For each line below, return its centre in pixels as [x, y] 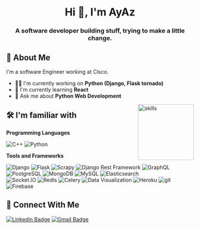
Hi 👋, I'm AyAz [100, 12]
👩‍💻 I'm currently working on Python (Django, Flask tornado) [89, 83]
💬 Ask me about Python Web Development [68, 96]
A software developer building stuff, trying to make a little [100, 31]
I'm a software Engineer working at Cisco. [57, 71]
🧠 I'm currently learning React [51, 89]
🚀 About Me [28, 57]
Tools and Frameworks [35, 156]
